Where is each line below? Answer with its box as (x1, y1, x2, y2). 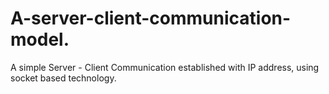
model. (10, 28, 70, 51)
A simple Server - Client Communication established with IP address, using (10, 61, 320, 73)
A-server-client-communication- (10, 7, 292, 30)
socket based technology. (10, 72, 117, 84)
